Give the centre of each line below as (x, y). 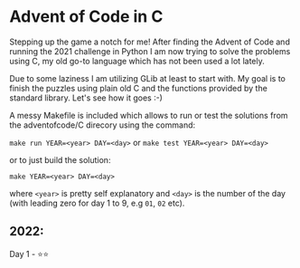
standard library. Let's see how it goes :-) (86, 98)
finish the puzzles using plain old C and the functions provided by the (139, 88)
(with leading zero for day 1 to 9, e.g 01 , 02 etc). (97, 203)
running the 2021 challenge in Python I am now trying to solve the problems (150, 51)
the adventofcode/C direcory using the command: (103, 125)
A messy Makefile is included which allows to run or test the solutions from (149, 115)
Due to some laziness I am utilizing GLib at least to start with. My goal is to (148, 78)
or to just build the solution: (60, 159)
